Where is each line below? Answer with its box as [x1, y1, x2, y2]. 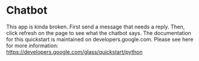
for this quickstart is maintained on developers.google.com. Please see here [6, 36, 194, 43]
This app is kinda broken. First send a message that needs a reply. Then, [6, 23, 185, 30]
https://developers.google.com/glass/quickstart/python [6, 48, 143, 55]
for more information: [6, 42, 59, 49]
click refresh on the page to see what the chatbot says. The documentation [6, 29, 191, 36]
